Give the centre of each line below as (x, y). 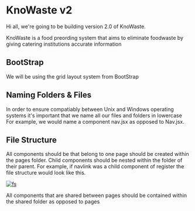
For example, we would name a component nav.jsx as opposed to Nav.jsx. (95, 121)
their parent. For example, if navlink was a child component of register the (95, 166)
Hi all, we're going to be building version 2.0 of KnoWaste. (76, 26)
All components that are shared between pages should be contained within (97, 195)
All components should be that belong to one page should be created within (97, 154)
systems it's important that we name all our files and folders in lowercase (94, 115)
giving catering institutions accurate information (64, 44)
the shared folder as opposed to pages (53, 202)
